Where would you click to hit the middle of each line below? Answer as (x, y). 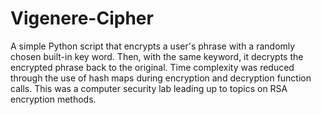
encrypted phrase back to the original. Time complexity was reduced (152, 67)
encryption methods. (53, 99)
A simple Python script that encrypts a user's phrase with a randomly (153, 46)
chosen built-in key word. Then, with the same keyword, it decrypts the (157, 56)
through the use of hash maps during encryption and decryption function (161, 78)
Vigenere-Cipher (82, 18)
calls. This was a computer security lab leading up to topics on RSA (149, 88)
